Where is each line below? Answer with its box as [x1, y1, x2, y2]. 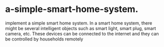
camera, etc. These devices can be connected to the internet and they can [5, 30, 159, 36]
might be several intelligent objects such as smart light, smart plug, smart [5, 25, 156, 31]
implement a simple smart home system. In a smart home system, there [5, 20, 152, 26]
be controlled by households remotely [5, 36, 83, 42]
